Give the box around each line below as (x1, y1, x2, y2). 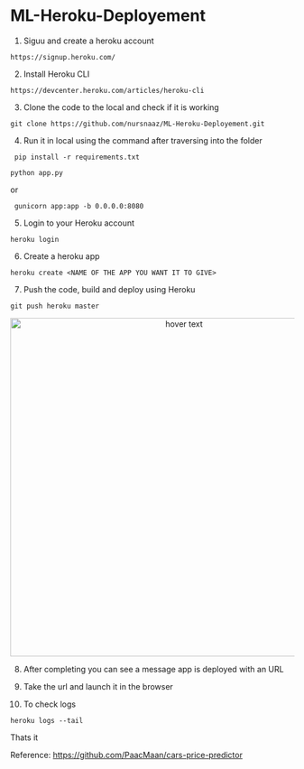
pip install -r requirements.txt (14, 153, 141, 162)
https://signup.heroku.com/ (10, 52, 116, 61)
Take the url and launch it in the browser (23, 681, 174, 691)
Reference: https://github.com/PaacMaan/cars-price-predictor (10, 749, 243, 760)
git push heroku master (10, 301, 100, 310)
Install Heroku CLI (23, 69, 90, 79)
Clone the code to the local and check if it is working (23, 101, 219, 113)
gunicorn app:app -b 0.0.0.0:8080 (14, 201, 144, 210)
